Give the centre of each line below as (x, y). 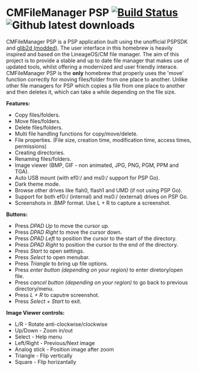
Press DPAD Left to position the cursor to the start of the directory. (96, 238)
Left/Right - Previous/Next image (55, 343)
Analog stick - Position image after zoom (64, 349)
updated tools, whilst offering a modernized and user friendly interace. (92, 67)
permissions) (31, 146)
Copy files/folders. (37, 115)
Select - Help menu (38, 337)
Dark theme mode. (37, 184)
